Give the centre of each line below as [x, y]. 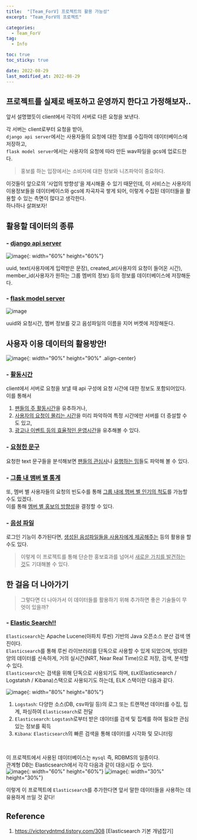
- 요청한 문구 [23, 447]
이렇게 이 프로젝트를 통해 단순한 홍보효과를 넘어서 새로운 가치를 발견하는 [103, 557]
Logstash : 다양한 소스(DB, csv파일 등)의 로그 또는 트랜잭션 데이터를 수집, [98, 704]
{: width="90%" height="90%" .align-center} [81, 358]
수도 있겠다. [20, 499]
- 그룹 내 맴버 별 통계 [33, 478]
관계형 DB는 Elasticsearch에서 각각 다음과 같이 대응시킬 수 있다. [80, 765]
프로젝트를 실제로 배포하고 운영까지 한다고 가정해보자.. [98, 101]
